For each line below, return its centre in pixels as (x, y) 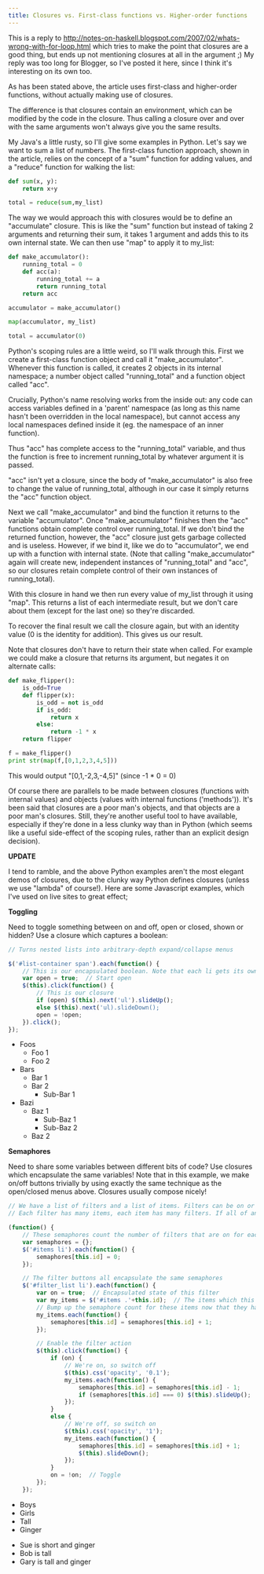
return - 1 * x (73, 732)
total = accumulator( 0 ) (47, 336)
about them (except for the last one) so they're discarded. (101, 611)
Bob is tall (35, 1553)
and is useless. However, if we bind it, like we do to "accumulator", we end (128, 546)
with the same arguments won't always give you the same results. (115, 126)
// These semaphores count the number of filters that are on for (133, 1235)
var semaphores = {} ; (57, 1242)
